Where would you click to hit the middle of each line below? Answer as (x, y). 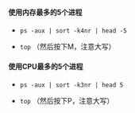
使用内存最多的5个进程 (45, 12)
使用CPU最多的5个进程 (46, 66)
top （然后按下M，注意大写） (67, 47)
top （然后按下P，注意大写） (67, 101)
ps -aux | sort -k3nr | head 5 (71, 85)
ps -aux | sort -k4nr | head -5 (73, 31)
